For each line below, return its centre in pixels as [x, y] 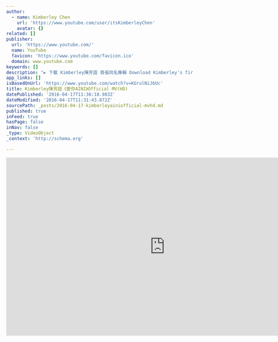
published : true [26, 111]
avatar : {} [30, 28]
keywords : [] [22, 67]
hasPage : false [25, 122]
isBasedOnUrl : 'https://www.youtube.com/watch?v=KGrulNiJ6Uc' [85, 84]
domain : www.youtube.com [42, 61]
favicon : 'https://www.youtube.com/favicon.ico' [73, 56]
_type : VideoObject [30, 133]
